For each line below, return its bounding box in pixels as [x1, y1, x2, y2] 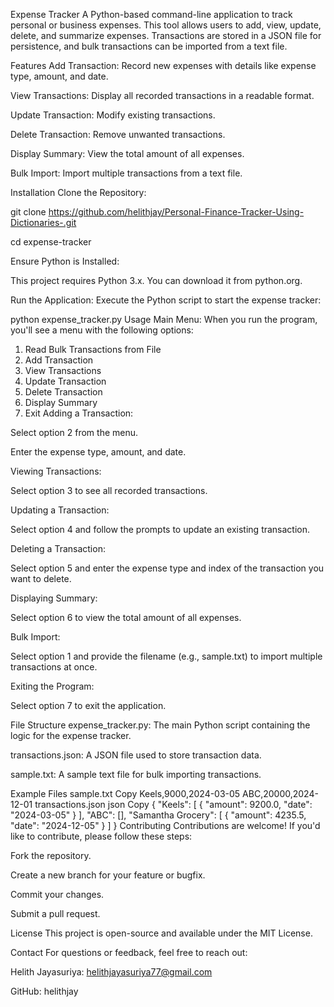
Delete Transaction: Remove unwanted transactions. [10, 129, 226, 140]
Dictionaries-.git [10, 217, 77, 228]
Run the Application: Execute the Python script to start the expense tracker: [10, 294, 322, 306]
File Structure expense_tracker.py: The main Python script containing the [10, 719, 311, 731]
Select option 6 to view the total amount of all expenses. [10, 612, 242, 623]
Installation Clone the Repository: [10, 187, 147, 198]
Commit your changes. [10, 889, 105, 900]
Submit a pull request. [10, 908, 101, 919]
